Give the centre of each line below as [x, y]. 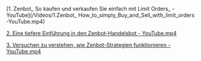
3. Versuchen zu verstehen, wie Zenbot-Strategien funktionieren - [88, 45]
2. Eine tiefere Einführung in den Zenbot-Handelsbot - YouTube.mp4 [91, 33]
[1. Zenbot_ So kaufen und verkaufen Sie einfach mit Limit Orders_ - [91, 9]
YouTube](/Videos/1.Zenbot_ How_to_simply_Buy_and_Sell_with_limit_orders [100, 15]
